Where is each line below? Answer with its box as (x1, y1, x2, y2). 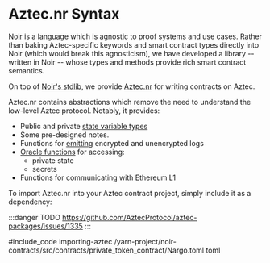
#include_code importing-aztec (8, 236, 113, 246)
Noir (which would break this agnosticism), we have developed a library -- (8, 48, 255, 58)
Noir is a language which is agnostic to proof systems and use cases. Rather (8, 31, 263, 41)
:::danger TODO (8, 212, 60, 222)
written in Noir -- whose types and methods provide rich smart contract (8, 57, 247, 67)
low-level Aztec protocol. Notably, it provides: (8, 106, 160, 115)
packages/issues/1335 (8, 221, 83, 231)
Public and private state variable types (19, 121, 148, 131)
